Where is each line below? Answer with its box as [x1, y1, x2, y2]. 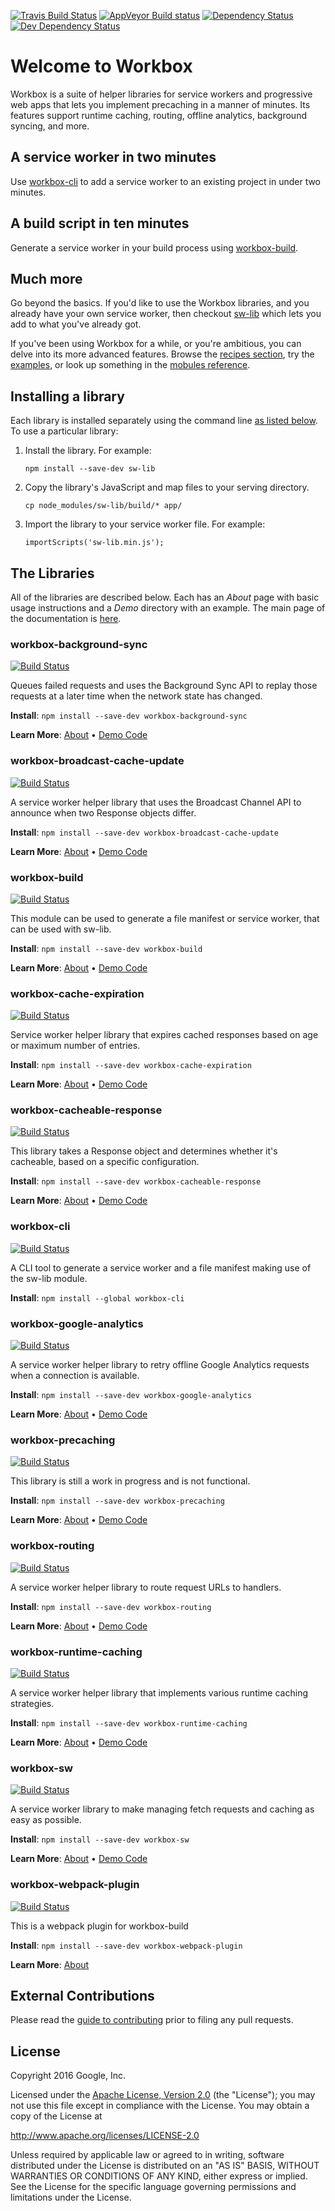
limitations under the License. [10, 2191, 132, 2204]
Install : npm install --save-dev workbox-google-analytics [10, 1389, 252, 1401]
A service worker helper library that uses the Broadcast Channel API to [10, 796, 302, 808]
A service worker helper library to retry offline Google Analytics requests [10, 1359, 310, 1371]
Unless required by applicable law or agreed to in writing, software [10, 2149, 285, 2161]
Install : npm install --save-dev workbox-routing [10, 1600, 212, 1612]
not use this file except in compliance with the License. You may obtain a [10, 2100, 310, 2112]
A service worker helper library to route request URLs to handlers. [10, 1581, 282, 1593]
